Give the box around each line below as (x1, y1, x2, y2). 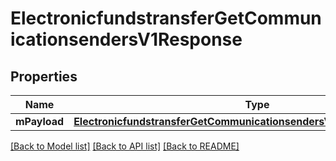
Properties (10, 68, 78, 85)
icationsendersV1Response (10, 28, 243, 51)
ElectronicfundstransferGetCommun (10, 7, 322, 30)
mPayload (15, 115, 65, 128)
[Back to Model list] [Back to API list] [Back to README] (10, 140, 240, 152)
